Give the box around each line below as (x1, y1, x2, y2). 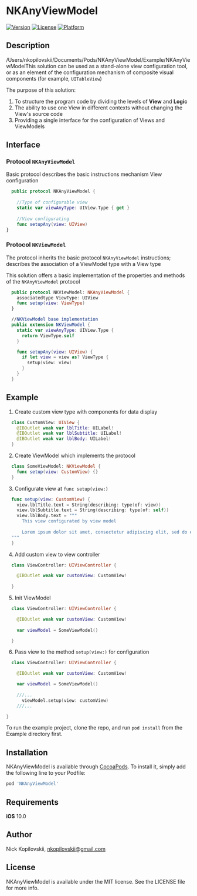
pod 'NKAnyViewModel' (6, 781, 59, 787)
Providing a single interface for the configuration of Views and (14, 116, 165, 124)
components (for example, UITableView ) (6, 75, 103, 82)
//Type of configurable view (16, 199, 88, 205)
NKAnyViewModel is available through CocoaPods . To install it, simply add (6, 763, 186, 770)
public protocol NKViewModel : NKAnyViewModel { (11, 289, 130, 295)
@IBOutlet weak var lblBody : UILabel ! (16, 436, 111, 442)
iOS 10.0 (6, 812, 26, 820)
